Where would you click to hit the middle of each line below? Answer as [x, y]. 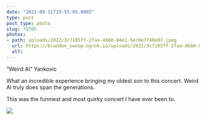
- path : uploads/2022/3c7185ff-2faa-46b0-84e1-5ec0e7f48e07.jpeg [91, 40]
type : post [20, 18]
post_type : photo [29, 23]
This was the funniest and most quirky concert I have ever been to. [91, 99]
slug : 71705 [21, 29]
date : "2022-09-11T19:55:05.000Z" [51, 12]
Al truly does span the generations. [51, 87]
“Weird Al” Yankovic [32, 69]
